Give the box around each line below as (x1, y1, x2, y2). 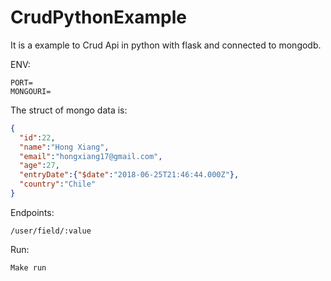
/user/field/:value (10, 226, 92, 236)
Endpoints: (10, 206, 55, 218)
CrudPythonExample (10, 6, 187, 29)
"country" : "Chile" (19, 179, 97, 190)
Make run (10, 262, 47, 273)
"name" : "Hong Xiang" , (19, 142, 110, 152)
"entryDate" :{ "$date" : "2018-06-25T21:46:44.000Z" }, (19, 170, 240, 180)
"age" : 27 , (19, 161, 60, 171)
